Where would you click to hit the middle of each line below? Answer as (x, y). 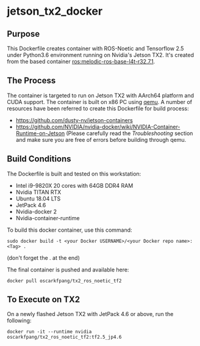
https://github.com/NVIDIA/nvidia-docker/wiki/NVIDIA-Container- (98, 127)
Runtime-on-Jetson (40, 133)
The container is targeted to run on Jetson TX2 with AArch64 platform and (101, 95)
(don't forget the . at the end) (43, 257)
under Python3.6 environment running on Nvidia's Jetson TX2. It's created (101, 55)
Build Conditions (39, 159)
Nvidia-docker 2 (36, 212)
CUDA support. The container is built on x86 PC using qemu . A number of (100, 101)
